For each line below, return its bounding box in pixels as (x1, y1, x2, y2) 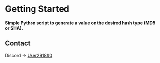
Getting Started (5, 3, 70, 15)
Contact (5, 39, 31, 48)
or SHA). (5, 25, 23, 31)
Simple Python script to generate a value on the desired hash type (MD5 (5, 20, 156, 26)
